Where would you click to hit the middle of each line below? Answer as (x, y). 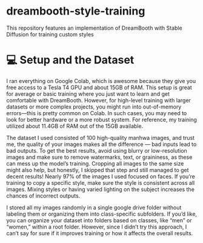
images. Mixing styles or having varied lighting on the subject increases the (101, 189)
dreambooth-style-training (76, 11)
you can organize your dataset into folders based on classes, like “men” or (99, 220)
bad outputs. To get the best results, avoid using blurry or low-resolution (97, 150)
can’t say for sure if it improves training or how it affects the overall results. (100, 233)
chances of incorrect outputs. (43, 196)
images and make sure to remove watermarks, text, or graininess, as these (99, 157)
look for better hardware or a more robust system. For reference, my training (101, 119)
